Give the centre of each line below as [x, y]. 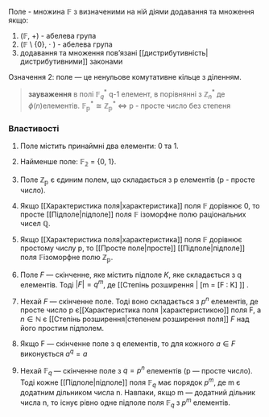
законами [106, 61]
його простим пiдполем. [62, 328]
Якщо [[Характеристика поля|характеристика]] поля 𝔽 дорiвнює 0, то [140, 205]
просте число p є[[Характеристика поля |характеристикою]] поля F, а [141, 310]
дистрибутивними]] [54, 61]
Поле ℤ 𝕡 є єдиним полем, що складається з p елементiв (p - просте [137, 180]
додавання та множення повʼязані [79, 53]
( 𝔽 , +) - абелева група [58, 36]
